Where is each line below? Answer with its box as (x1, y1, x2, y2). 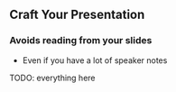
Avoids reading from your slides (9, 34, 153, 47)
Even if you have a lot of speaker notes (22, 54, 168, 66)
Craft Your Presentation (9, 7, 145, 23)
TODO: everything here (9, 72, 96, 83)
